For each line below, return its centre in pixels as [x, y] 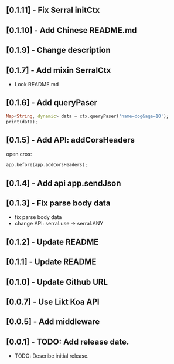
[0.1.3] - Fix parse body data [58, 203]
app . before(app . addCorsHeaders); [47, 165]
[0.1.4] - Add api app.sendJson [64, 183]
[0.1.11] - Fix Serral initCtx [53, 10]
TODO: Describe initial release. [52, 356]
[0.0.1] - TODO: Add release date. [68, 341]
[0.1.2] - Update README [52, 242]
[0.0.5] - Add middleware [53, 322]
